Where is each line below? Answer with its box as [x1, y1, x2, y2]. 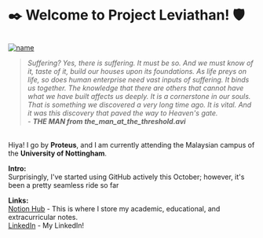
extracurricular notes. [8, 212, 79, 222]
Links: [8, 196, 29, 205]
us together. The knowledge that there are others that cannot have [27, 83, 244, 93]
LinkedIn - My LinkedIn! [8, 221, 85, 230]
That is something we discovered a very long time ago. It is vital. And [27, 100, 252, 109]
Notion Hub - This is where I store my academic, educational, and [8, 203, 221, 213]
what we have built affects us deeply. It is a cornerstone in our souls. [27, 91, 251, 101]
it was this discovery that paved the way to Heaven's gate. [27, 108, 218, 118]
